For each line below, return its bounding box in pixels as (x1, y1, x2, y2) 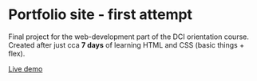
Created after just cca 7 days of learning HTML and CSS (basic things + (8, 40, 245, 49)
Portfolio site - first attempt (8, 6, 193, 24)
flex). (8, 48, 26, 58)
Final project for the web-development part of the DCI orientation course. (8, 32, 250, 41)
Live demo (8, 64, 43, 73)
